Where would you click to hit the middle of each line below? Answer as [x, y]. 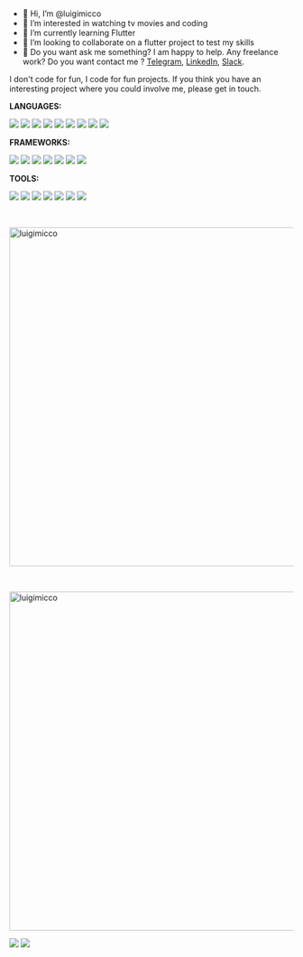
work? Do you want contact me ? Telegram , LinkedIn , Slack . [133, 61]
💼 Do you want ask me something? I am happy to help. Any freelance [150, 52]
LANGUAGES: [36, 106]
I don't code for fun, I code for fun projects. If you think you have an [135, 79]
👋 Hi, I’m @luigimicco [62, 14]
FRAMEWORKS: [40, 142]
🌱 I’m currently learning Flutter [79, 33]
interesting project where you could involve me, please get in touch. [135, 89]
